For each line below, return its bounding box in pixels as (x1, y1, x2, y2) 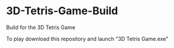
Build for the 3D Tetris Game (6, 24, 76, 31)
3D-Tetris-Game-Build (6, 4, 118, 18)
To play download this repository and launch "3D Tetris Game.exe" (6, 35, 169, 42)
